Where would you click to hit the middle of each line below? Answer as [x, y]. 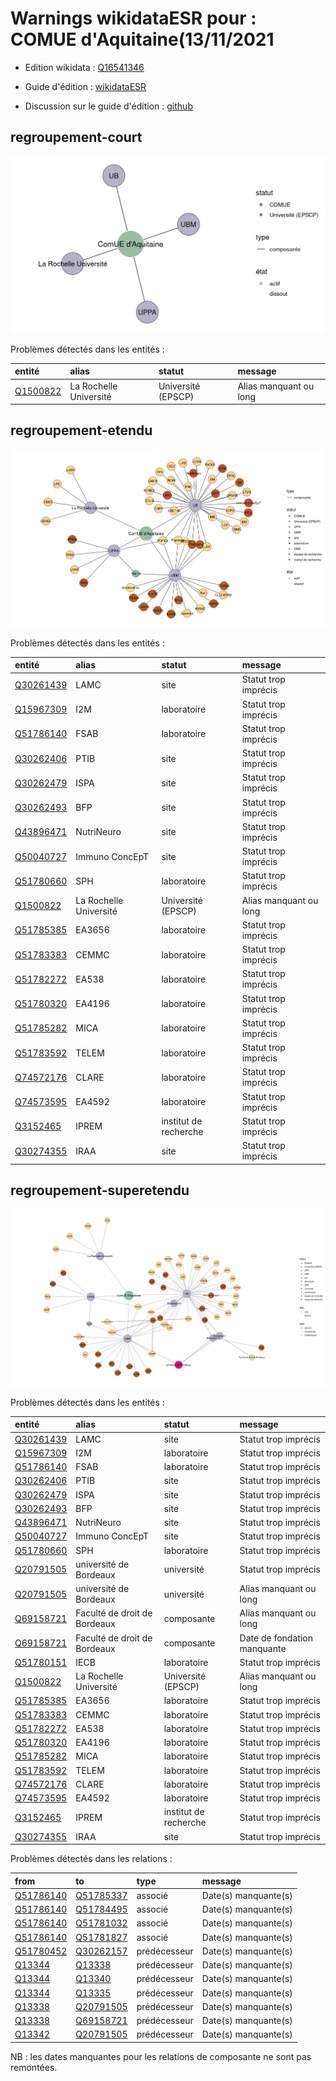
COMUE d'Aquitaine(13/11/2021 [142, 39]
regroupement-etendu [81, 430]
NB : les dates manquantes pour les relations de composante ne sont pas [161, 2056]
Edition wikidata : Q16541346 [84, 67]
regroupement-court [76, 137]
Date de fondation [276, 1638]
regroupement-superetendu [100, 1190]
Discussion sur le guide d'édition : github [108, 106]
